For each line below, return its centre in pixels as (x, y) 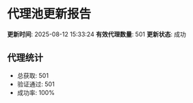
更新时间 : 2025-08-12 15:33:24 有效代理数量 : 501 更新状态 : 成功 (97, 34)
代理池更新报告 (49, 14)
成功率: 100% (36, 92)
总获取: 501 (33, 75)
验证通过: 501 (36, 84)
